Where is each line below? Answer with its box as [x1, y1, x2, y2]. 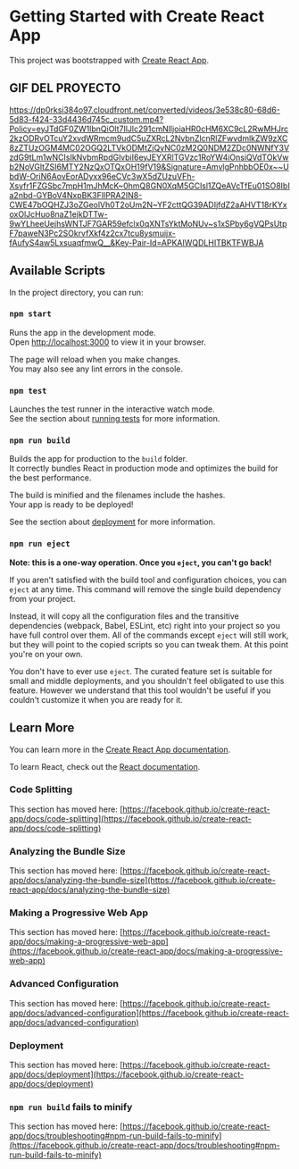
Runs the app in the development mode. [9, 327, 156, 338]
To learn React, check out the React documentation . [9, 761, 201, 772]
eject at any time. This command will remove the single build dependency [9, 583, 282, 595]
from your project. [9, 593, 76, 604]
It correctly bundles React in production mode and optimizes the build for [9, 463, 278, 474]
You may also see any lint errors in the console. [9, 363, 183, 374]
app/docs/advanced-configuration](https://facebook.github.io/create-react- [9, 1007, 290, 1018]
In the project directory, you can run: [9, 287, 144, 297]
